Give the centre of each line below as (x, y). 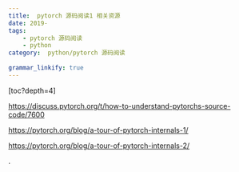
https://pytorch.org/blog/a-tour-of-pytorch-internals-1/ (99, 130)
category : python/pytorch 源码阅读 (67, 53)
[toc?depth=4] (32, 90)
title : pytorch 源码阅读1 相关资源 (64, 16)
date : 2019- (28, 23)
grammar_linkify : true (46, 68)
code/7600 (27, 114)
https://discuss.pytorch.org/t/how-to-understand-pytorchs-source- (119, 106)
